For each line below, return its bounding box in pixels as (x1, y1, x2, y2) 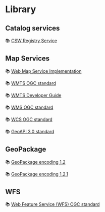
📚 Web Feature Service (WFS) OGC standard (5, 201, 100, 207)
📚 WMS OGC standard (5, 104, 54, 110)
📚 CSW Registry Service (5, 38, 57, 44)
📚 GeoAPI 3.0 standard (5, 128, 55, 134)
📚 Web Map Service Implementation (5, 68, 82, 74)
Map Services (5, 54, 50, 63)
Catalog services (5, 24, 60, 33)
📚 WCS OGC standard (5, 116, 53, 123)
